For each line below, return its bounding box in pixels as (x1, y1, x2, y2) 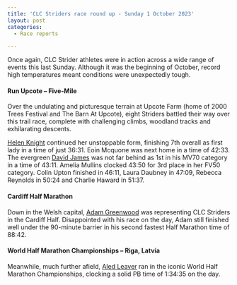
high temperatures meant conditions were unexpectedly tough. (7, 71, 191, 79)
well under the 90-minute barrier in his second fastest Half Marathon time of (7, 223, 230, 231)
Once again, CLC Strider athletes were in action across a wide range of (7, 56, 214, 64)
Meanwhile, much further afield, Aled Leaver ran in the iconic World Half (7, 262, 218, 270)
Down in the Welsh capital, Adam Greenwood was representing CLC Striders (7, 207, 231, 216)
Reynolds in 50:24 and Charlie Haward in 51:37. (7, 176, 145, 184)
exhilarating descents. (7, 125, 72, 133)
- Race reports (13, 30, 59, 37)
